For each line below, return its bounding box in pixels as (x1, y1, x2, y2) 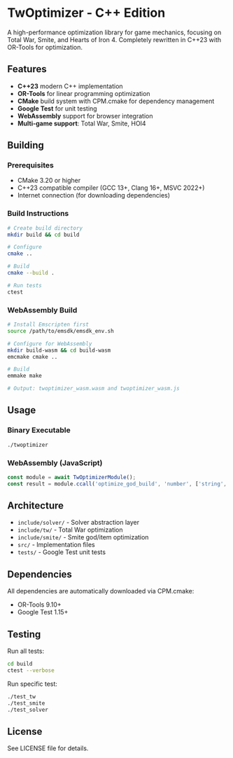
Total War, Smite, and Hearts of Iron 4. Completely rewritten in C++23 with (7, 35, 222, 43)
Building (7, 139, 44, 151)
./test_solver (7, 706, 49, 713)
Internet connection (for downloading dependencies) (17, 191, 170, 200)
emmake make (7, 373, 42, 380)
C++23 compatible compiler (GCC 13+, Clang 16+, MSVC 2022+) (17, 184, 205, 192)
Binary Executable (7, 425, 71, 435)
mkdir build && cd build (7, 231, 80, 238)
